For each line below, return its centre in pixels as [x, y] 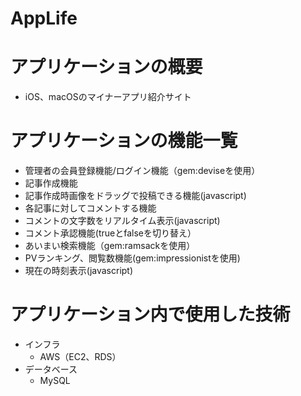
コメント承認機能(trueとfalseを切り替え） [110, 233]
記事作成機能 [51, 183]
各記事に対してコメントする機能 [90, 208]
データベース [51, 369]
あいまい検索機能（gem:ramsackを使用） [110, 246]
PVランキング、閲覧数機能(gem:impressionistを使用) [132, 258]
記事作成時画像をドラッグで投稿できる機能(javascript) [135, 196]
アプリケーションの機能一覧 [124, 141]
